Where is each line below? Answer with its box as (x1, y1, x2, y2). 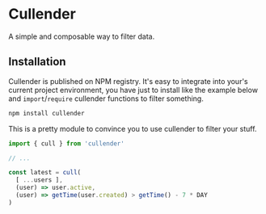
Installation (8, 55, 66, 69)
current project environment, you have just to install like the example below (8, 85, 259, 94)
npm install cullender (8, 109, 85, 117)
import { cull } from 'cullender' (8, 139, 125, 148)
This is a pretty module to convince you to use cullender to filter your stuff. (8, 124, 257, 133)
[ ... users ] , (15, 176, 63, 184)
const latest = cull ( (8, 169, 82, 177)
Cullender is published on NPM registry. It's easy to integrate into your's (8, 76, 248, 86)
